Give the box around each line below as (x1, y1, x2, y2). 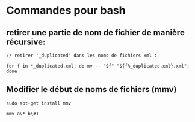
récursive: (6, 36, 46, 47)
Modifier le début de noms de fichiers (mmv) (6, 84, 177, 94)
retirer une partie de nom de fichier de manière (6, 28, 185, 38)
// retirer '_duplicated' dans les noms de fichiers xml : (6, 53, 158, 59)
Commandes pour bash (6, 4, 126, 17)
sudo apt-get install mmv (6, 100, 71, 106)
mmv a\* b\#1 (6, 111, 39, 117)
